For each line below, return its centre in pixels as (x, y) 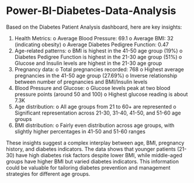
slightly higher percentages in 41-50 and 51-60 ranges (80, 131)
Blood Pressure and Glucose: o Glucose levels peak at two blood (92, 88)
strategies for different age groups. (48, 174)
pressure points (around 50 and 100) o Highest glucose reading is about (101, 94)
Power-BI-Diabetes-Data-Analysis (91, 11)
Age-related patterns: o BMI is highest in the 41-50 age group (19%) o (98, 50)
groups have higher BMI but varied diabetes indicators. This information (93, 161)
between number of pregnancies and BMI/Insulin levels (81, 82)
